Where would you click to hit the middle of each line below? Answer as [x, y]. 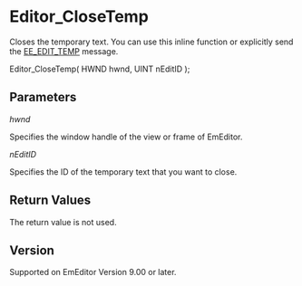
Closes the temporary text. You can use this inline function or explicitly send [151, 42]
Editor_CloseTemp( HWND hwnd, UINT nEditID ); [100, 69]
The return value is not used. [63, 222]
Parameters [43, 97]
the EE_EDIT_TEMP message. [64, 51]
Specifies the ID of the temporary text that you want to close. [123, 172]
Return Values [50, 200]
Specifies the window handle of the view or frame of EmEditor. [126, 137]
